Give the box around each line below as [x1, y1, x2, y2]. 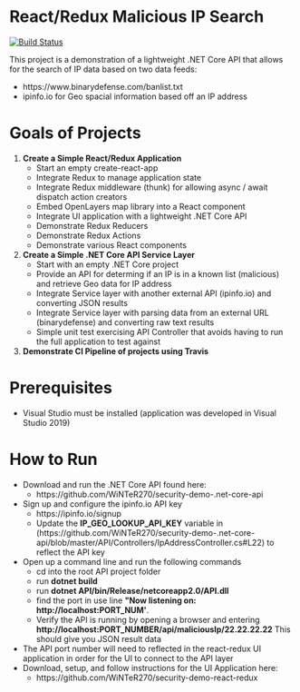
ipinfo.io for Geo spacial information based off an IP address [22, 91, 247, 102]
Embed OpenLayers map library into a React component [35, 201, 247, 212]
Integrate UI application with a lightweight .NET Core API [35, 211, 247, 222]
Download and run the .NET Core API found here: [22, 479, 207, 489]
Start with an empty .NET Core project [35, 259, 179, 270]
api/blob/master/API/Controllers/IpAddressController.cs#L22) [35, 537, 266, 548]
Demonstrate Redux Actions [35, 230, 141, 241]
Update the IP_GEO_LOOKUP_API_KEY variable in [35, 518, 224, 529]
